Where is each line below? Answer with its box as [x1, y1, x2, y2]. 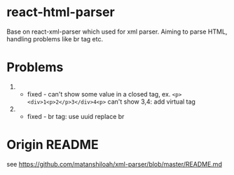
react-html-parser [6, 4, 115, 20]
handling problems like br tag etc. [6, 34, 103, 43]
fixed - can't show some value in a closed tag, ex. [27, 90, 171, 98]
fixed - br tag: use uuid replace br [27, 112, 125, 120]
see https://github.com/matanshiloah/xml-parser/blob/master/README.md [6, 160, 222, 168]
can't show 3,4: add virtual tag [107, 97, 195, 106]
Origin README [6, 137, 99, 153]
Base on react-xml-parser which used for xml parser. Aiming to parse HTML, [6, 27, 228, 36]
